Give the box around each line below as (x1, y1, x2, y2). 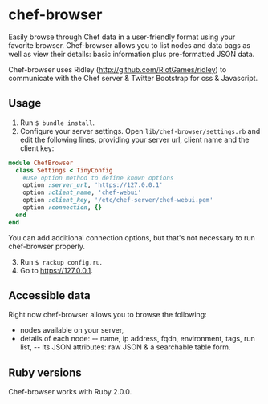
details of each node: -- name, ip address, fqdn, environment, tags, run (19, 334, 255, 344)
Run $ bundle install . (19, 118, 95, 127)
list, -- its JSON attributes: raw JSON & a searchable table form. (19, 342, 231, 352)
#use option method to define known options (22, 174, 174, 182)
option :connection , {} (22, 204, 103, 212)
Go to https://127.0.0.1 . (19, 265, 94, 275)
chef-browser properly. (8, 241, 86, 251)
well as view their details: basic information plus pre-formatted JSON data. (8, 49, 255, 59)
